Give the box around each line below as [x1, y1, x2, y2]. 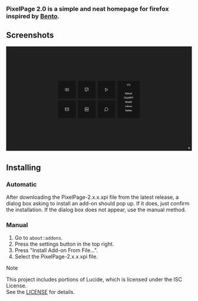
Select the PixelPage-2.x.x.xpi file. [14, 253, 98, 260]
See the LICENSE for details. [6, 289, 75, 296]
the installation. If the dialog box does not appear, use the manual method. [6, 206, 187, 213]
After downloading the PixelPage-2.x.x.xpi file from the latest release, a [6, 194, 179, 201]
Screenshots [6, 30, 54, 40]
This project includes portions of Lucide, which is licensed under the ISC [6, 276, 183, 283]
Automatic [6, 180, 37, 188]
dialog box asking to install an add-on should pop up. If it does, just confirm [6, 199, 190, 207]
